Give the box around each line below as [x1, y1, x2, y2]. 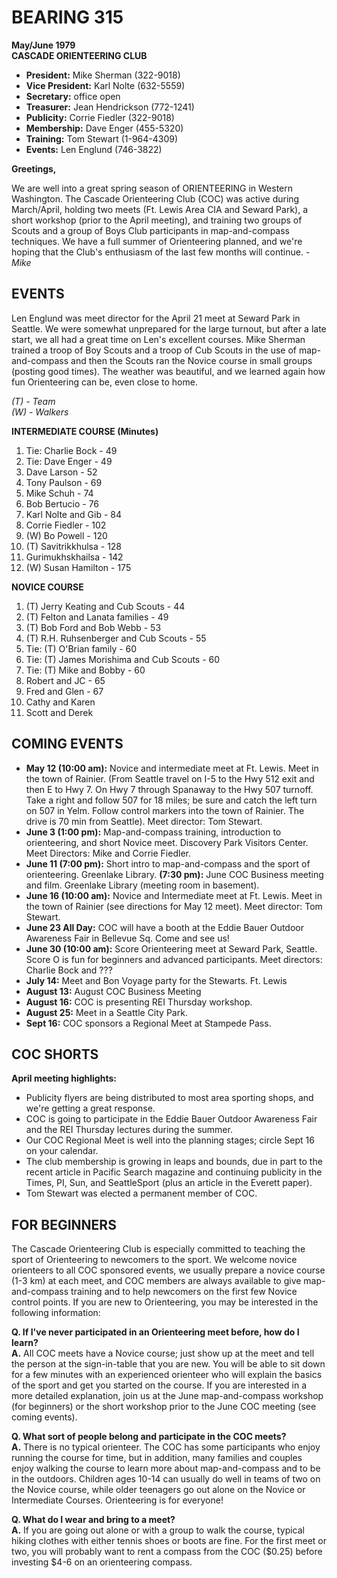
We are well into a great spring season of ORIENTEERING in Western [11, 182, 294, 194]
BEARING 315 [11, 6, 124, 29]
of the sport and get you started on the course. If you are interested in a [11, 1379, 307, 1391]
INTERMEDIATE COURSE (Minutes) [11, 425, 159, 437]
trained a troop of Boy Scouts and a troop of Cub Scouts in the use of [11, 344, 297, 356]
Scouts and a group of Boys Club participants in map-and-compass [11, 224, 290, 236]
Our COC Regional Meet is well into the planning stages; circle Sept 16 [25, 1134, 315, 1146]
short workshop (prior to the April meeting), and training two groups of [11, 214, 303, 226]
